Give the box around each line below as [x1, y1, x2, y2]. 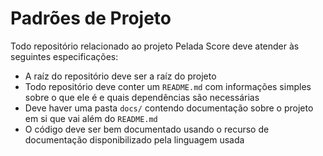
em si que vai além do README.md [24, 112, 158, 124]
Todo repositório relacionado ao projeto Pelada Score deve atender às [10, 40, 300, 52]
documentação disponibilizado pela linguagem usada [24, 133, 245, 146]
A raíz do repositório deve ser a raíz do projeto [24, 70, 217, 82]
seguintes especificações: [10, 50, 119, 62]
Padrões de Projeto [10, 7, 172, 30]
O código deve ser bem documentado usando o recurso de [24, 123, 270, 135]
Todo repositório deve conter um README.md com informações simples [24, 80, 312, 92]
